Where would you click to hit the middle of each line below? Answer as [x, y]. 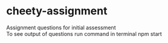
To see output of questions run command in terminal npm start [84, 33]
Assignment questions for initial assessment [61, 27]
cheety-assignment [57, 11]
